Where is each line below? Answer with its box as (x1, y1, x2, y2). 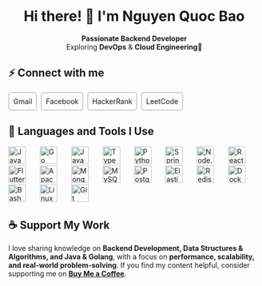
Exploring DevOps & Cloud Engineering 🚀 (65, 42, 203, 51)
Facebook (46, 96, 79, 106)
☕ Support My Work (8, 218, 110, 232)
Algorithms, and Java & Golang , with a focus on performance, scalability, (8, 252, 255, 262)
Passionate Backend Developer (81, 34, 188, 43)
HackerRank (92, 96, 133, 106)
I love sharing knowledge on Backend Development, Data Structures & (8, 244, 244, 253)
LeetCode (146, 96, 179, 106)
